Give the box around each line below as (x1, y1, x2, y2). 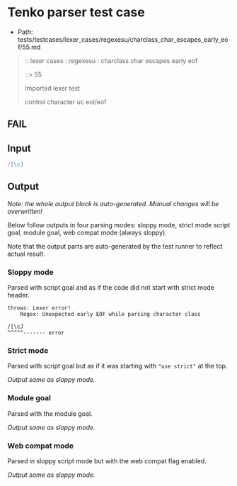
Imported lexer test (24, 84, 80, 92)
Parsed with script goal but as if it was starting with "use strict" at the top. (7, 362, 228, 371)
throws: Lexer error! (7, 305, 71, 312)
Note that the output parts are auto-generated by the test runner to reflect (7, 242, 223, 250)
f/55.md (17, 43, 41, 51)
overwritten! (7, 207, 42, 215)
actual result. (7, 249, 45, 258)
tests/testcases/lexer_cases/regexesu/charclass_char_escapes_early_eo (17, 35, 229, 43)
